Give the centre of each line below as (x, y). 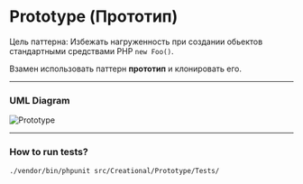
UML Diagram (40, 100)
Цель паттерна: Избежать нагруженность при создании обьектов (136, 41)
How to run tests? (49, 152)
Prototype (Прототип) (94, 17)
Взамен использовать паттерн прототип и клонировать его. (125, 69)
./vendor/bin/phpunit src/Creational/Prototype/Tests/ (115, 170)
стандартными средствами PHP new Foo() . (92, 51)
